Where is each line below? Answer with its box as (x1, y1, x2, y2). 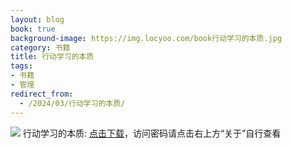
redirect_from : (10, 89, 74, 99)
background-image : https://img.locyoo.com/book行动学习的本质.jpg (10, 33, 283, 43)
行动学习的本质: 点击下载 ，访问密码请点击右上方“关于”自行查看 (22, 127, 282, 139)
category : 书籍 (10, 42, 71, 53)
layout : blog (10, 14, 65, 25)
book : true (10, 24, 56, 34)
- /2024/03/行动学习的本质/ (19, 98, 126, 108)
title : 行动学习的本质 (10, 52, 95, 62)
